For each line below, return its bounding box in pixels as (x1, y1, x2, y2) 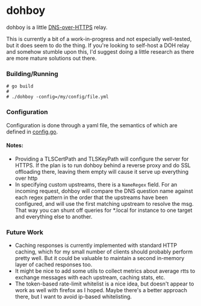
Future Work (6, 228, 43, 236)
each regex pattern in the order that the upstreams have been (14, 194, 169, 201)
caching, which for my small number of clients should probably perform (14, 248, 193, 255)
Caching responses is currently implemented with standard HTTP (14, 242, 178, 249)
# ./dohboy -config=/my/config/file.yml (6, 94, 110, 100)
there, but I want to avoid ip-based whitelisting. (14, 293, 132, 301)
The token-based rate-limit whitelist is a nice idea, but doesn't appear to (14, 280, 194, 287)
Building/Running (6, 69, 58, 78)
